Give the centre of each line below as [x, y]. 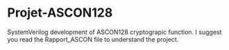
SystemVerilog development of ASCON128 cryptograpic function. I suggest [114, 32]
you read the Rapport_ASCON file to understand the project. [93, 39]
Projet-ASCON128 [60, 13]
